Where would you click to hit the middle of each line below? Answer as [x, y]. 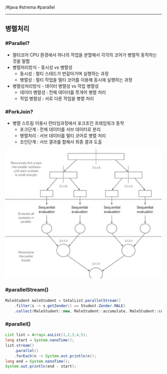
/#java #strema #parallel [30, 7]
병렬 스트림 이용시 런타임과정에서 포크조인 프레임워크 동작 [68, 123]
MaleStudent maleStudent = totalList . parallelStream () [63, 301]
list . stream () [20, 345]
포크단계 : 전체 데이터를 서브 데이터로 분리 [60, 129]
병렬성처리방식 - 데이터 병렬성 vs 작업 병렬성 [55, 86]
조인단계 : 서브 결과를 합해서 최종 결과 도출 [61, 142]
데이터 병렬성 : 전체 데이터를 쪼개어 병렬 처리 [63, 92]
